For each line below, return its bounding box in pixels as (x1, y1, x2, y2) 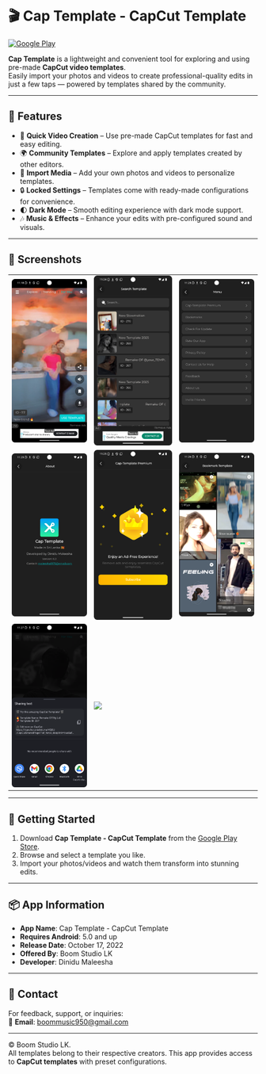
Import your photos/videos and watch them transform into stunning (19, 858, 240, 868)
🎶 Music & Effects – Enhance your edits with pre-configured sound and (19, 213, 253, 223)
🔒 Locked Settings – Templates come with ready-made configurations (19, 185, 249, 195)
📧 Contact (8, 988, 59, 1001)
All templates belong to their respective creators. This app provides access (8, 1048, 253, 1057)
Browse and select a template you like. (19, 850, 146, 859)
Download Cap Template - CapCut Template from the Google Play (19, 833, 237, 843)
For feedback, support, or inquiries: (8, 1008, 124, 1018)
